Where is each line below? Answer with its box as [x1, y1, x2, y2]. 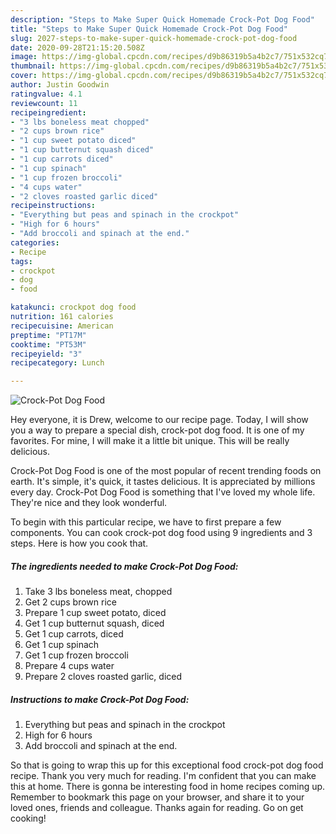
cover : [10, 71, 38, 81]
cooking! [10, 812, 47, 825]
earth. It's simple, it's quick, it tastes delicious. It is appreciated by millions [10, 476, 316, 488]
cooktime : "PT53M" [10, 339, 87, 350]
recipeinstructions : [10, 201, 97, 211]
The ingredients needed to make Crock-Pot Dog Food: [10, 560, 239, 572]
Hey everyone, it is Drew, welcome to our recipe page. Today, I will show [10, 414, 309, 426]
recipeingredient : [10, 107, 87, 118]
